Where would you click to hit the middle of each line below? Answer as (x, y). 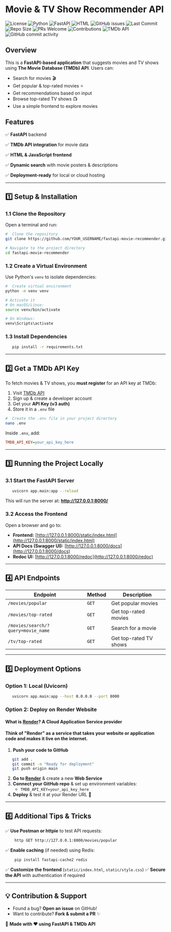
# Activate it (20, 300)
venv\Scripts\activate (29, 324)
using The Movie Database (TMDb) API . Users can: (60, 68)
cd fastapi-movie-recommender (37, 253)
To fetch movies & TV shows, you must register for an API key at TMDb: (81, 383)
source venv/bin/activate (33, 310)
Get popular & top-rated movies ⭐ (48, 85)
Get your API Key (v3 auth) (41, 404)
